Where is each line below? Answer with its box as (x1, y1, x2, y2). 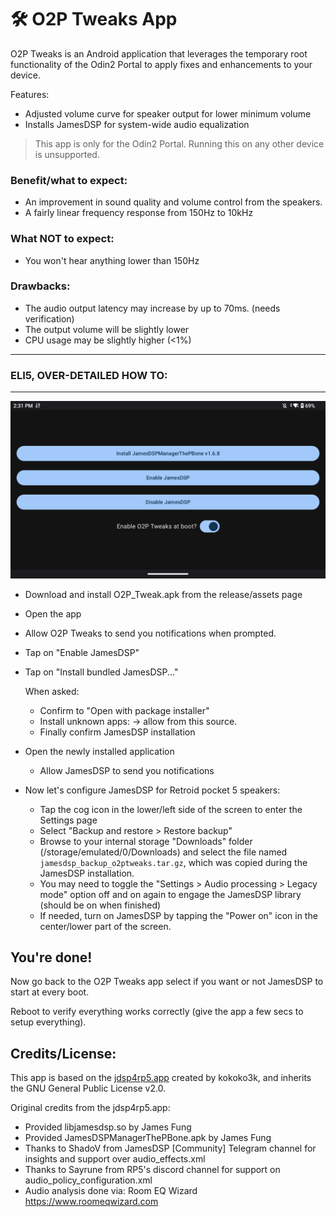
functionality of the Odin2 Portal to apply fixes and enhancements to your (10, 58, 313, 70)
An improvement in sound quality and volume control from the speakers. (24, 196, 323, 208)
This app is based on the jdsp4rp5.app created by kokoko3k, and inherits (10, 1072, 312, 1084)
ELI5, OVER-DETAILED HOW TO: (10, 368, 168, 382)
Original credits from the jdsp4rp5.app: (10, 1102, 171, 1114)
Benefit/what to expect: (10, 173, 128, 187)
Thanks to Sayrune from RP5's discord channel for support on (24, 1164, 281, 1176)
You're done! (10, 949, 93, 966)
